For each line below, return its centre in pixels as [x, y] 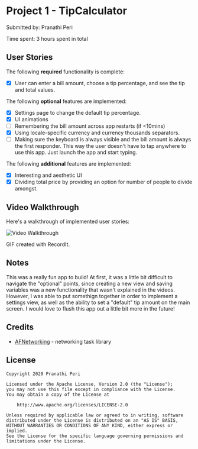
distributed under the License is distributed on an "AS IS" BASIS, [92, 420]
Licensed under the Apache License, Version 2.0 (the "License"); [90, 384]
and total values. [35, 89]
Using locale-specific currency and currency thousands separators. [97, 133]
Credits [20, 327]
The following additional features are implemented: [69, 164]
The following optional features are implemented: [66, 101]
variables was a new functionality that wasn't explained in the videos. [91, 290]
